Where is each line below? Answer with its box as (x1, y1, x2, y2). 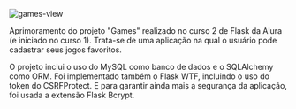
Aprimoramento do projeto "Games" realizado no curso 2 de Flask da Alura (9, 26, 283, 35)
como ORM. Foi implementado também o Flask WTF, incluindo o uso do (9, 71, 269, 82)
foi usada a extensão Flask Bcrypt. (9, 90, 135, 100)
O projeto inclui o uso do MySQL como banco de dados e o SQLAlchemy (9, 62, 274, 72)
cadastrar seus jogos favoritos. (9, 44, 122, 55)
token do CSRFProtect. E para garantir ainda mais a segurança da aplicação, (9, 81, 287, 90)
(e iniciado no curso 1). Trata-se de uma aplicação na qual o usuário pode (9, 35, 277, 45)
